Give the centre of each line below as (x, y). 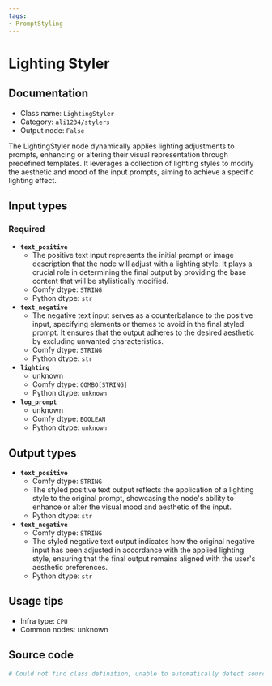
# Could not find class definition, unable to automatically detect (126, 674)
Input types (38, 206)
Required (27, 229)
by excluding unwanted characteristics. (98, 341)
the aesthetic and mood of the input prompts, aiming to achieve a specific (132, 172)
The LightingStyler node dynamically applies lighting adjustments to (121, 146)
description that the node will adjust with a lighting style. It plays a (142, 264)
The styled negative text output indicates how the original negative (143, 541)
